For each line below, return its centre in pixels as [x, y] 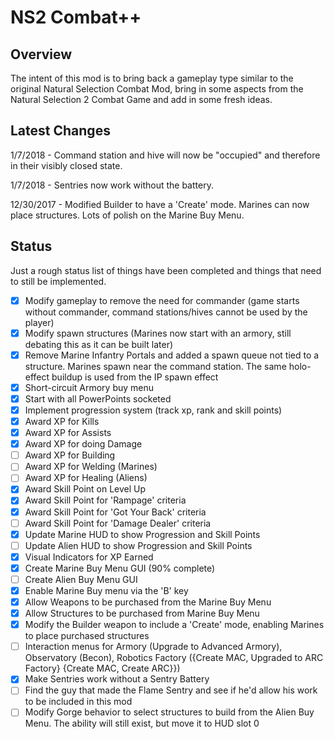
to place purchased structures [87, 636]
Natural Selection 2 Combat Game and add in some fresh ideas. [141, 99]
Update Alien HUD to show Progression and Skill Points [138, 545]
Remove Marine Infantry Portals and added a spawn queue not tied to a [172, 355]
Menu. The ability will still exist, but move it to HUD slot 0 [142, 723]
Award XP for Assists [68, 433]
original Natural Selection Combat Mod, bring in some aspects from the [157, 89]
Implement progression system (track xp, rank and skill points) [153, 410]
